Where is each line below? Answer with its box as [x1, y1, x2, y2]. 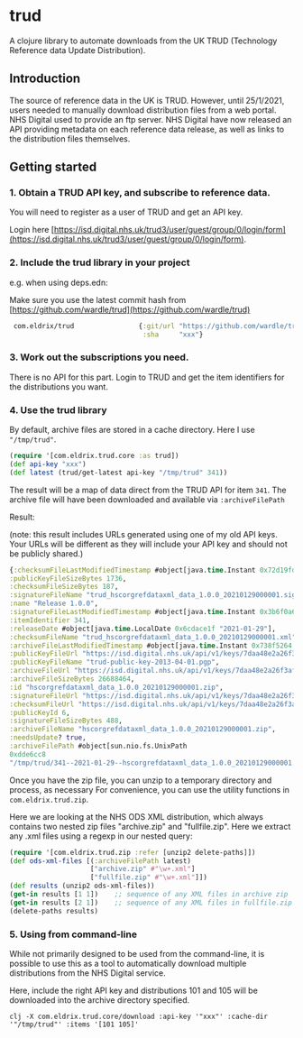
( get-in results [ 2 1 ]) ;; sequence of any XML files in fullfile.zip [9, 898, 293, 907]
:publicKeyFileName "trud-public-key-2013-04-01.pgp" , [9, 657, 220, 667]
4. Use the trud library [9, 403, 107, 416]
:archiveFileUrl [9, 666, 70, 675]
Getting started [9, 160, 97, 175]
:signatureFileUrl [9, 691, 78, 700]
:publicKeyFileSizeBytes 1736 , [9, 574, 127, 583]
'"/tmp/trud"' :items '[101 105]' [9, 1020, 140, 1029]
